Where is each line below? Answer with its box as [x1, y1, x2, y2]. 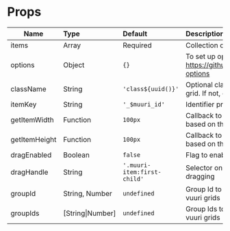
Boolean [62, 150, 90, 160]
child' [123, 175, 144, 182]
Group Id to [186, 184, 222, 194]
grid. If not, [186, 88, 221, 98]
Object [62, 60, 85, 69]
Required [123, 40, 152, 50]
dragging [186, 171, 215, 181]
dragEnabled [10, 150, 52, 160]
